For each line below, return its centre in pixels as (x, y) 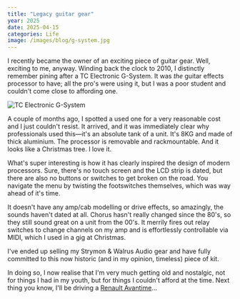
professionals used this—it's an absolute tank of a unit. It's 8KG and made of (120, 134)
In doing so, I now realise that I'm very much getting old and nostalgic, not (116, 273)
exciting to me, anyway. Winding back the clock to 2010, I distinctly (106, 69)
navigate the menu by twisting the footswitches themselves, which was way (119, 186)
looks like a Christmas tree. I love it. (60, 149)
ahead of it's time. (34, 193)
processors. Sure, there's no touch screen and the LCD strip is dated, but (115, 171)
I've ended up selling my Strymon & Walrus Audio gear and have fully (109, 251)
